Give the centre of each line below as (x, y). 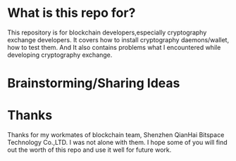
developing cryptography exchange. (60, 55)
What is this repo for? (72, 13)
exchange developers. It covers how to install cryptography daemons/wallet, (118, 39)
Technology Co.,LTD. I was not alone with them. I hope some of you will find (117, 143)
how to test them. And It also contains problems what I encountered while (114, 47)
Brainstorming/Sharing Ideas (94, 83)
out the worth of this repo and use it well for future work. (89, 150)
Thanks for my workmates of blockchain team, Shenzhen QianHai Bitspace (116, 135)
